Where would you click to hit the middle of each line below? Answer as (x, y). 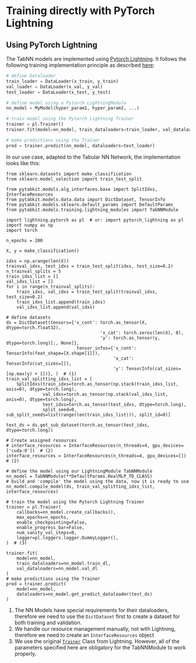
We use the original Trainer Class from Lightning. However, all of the (97, 641)
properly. (25, 654)
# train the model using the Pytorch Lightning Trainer (75, 502)
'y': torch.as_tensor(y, (130, 338)
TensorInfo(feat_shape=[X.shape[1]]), (53, 353)
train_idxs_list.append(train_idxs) (61, 302)
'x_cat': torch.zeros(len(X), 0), (142, 333)
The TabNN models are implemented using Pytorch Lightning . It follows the (96, 59)
